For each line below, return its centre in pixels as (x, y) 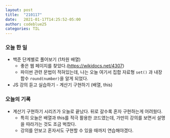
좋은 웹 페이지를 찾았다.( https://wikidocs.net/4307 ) (72, 66)
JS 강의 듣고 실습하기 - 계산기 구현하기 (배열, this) (63, 85)
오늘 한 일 (16, 48)
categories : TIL (22, 29)
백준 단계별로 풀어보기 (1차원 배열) (46, 59)
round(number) (45, 79)
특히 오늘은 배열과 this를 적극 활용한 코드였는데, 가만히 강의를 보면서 (88, 118)
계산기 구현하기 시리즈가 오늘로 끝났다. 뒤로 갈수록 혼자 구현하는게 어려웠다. (88, 111)
